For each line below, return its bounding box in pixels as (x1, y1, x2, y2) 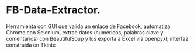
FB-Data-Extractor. (6, 3, 101, 17)
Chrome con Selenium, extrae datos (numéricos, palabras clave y (6, 29, 164, 36)
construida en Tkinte (6, 41, 56, 48)
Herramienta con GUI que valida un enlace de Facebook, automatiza (6, 23, 171, 30)
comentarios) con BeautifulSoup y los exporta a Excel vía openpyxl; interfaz (6, 35, 189, 42)
